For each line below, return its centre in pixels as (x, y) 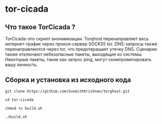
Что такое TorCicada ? (40, 27)
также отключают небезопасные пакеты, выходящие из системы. (74, 54)
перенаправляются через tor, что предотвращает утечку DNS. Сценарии (81, 49)
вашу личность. (21, 65)
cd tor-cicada (20, 100)
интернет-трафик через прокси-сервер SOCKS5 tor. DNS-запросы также (81, 44)
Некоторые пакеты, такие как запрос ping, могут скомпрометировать (78, 59)
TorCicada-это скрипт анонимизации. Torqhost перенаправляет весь (77, 39)
